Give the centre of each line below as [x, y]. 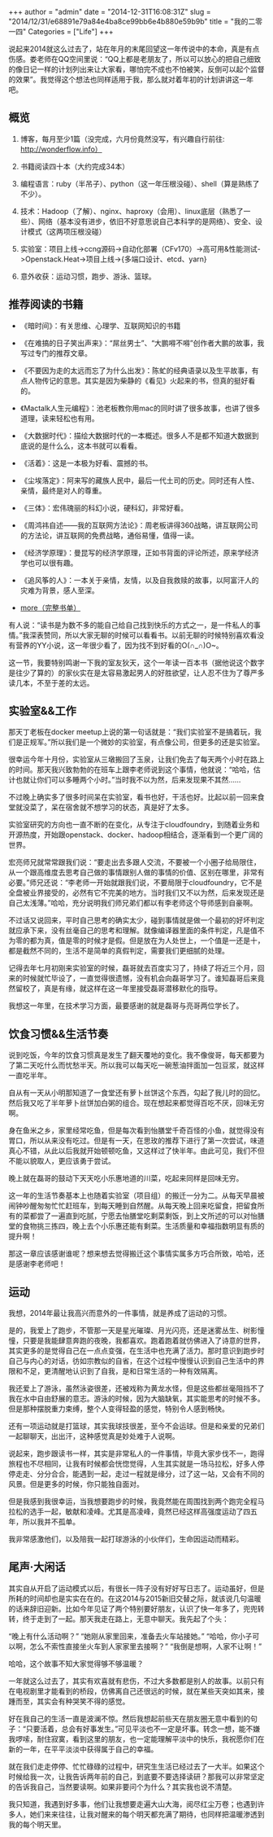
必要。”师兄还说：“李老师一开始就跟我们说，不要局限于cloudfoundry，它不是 [135, 883]
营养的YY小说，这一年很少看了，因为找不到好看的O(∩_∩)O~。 [119, 645]
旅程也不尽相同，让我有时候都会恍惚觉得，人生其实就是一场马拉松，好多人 [133, 1464]
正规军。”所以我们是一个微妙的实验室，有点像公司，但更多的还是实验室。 [143, 742]
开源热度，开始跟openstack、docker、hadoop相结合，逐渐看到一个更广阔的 [136, 835]
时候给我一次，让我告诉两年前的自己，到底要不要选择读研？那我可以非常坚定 [136, 1776]
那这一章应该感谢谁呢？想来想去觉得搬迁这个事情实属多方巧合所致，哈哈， [133, 1254]
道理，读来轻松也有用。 [59, 418]
